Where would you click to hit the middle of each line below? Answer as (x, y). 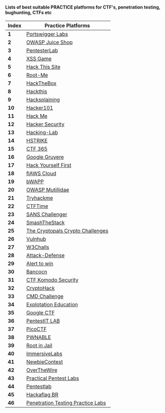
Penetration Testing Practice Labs (66, 403)
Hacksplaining (43, 100)
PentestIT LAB (43, 321)
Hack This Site (44, 67)
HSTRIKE (37, 141)
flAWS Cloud (41, 173)
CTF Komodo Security (53, 280)
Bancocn (37, 272)
